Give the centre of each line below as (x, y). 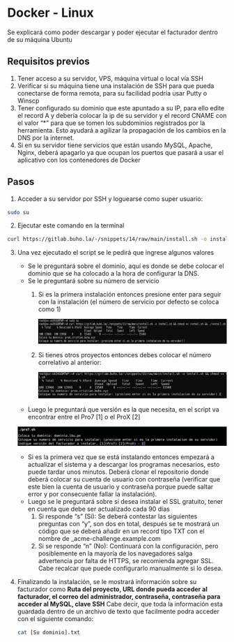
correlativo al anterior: (70, 362)
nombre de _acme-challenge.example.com (100, 539)
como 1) (49, 309)
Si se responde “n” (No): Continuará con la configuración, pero (128, 546)
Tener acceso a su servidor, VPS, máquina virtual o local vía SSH (110, 78)
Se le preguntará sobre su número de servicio (93, 281)
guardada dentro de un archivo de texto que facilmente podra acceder (118, 611)
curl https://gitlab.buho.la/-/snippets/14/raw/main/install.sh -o (107, 239)
